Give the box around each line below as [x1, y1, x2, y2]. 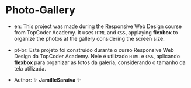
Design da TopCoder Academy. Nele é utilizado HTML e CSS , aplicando [13, 52, 180, 59]
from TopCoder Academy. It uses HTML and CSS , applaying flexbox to [13, 29, 178, 36]
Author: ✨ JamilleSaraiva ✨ [13, 76, 82, 83]
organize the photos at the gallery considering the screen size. [13, 35, 165, 42]
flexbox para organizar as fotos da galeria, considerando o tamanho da [13, 59, 186, 66]
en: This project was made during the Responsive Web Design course [13, 23, 182, 30]
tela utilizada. [13, 65, 46, 72]
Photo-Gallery [5, 3, 75, 17]
